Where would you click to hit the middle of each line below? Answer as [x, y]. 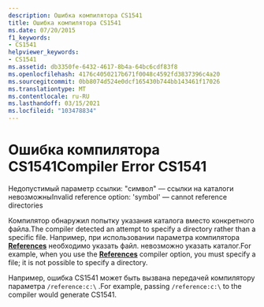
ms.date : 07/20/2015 [42, 30]
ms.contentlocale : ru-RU [49, 96]
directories [26, 205]
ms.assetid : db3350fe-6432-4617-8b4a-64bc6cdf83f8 [93, 67]
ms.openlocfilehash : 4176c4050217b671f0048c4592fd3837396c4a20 [114, 74]
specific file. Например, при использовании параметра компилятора [124, 237]
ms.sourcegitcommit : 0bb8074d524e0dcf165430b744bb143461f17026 [114, 81]
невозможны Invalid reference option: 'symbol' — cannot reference [117, 197]
